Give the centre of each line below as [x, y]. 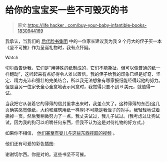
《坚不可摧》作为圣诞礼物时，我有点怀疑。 [49, 47]
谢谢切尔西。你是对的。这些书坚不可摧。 [47, 154]
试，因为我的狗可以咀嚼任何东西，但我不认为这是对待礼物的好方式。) [75, 122]
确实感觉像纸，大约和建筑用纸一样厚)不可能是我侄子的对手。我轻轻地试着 [85, 110]
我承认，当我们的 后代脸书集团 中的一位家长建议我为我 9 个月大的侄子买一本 [83, 41]
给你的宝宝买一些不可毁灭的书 [67, 10]
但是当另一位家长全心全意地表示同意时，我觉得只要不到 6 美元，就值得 [78, 86]
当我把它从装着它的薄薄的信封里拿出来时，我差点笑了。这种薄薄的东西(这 [80, 103]
